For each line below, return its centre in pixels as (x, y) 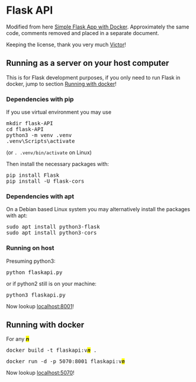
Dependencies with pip (40, 99)
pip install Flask (33, 175)
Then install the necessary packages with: (58, 164)
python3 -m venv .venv (39, 135)
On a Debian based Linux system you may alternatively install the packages (98, 209)
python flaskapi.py (34, 272)
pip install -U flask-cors (45, 181)
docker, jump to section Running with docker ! (61, 84)
